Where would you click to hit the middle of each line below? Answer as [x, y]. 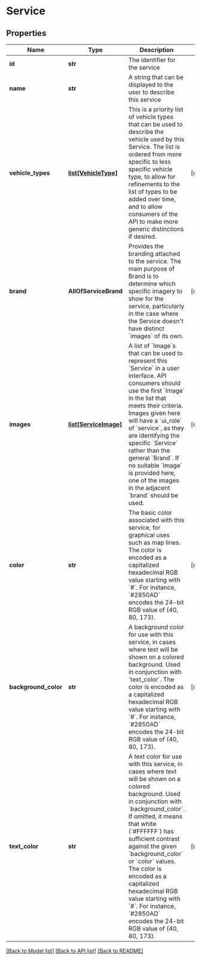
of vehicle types [151, 117]
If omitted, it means [155, 816]
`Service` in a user [154, 368]
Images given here [154, 413]
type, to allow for [152, 177]
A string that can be [156, 77]
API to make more [153, 221]
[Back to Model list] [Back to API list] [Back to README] [75, 951]
